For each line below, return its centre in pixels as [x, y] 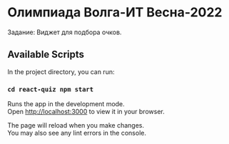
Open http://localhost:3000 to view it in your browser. [86, 112]
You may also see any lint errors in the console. [77, 133]
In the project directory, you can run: [61, 71]
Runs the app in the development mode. [66, 104]
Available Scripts [46, 55]
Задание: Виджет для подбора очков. [65, 32]
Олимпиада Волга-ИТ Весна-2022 [115, 12]
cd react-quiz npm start [51, 89]
